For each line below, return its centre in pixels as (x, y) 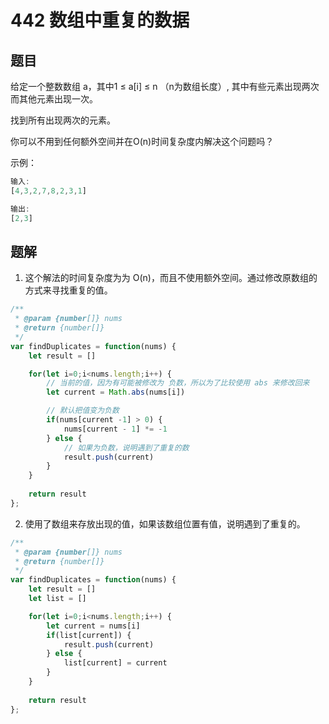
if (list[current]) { (89, 635)
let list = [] (57, 599)
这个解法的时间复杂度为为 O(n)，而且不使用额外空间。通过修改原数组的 (171, 278)
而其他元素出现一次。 (54, 99)
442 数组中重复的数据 (100, 20)
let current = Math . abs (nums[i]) (116, 392)
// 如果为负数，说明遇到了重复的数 (126, 447)
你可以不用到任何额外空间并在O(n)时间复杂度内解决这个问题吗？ (142, 141)
